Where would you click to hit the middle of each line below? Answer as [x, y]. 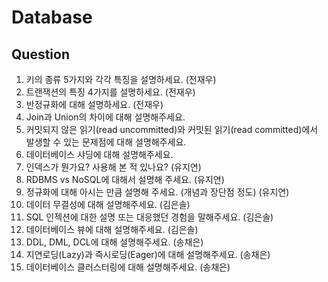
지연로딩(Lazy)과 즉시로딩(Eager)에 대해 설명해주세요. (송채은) [148, 254]
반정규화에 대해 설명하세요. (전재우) [94, 104]
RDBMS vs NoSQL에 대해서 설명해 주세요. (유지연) [125, 179]
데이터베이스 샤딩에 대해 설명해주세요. [99, 154]
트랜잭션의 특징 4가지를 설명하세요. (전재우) [110, 92]
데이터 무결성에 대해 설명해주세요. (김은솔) [108, 204]
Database [52, 17]
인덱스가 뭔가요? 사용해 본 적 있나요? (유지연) [113, 167]
